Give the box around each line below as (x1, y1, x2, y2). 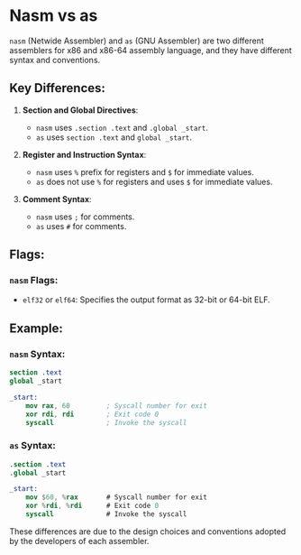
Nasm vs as (9, 5, 98, 26)
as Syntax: (9, 439, 56, 452)
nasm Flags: (9, 274, 59, 287)
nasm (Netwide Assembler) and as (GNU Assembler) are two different (9, 35, 264, 46)
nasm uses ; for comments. (35, 211, 135, 222)
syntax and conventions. (9, 54, 101, 65)
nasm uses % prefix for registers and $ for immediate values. (35, 166, 255, 177)
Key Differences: (9, 80, 106, 96)
